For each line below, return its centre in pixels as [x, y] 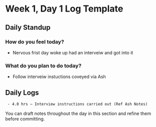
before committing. [25, 118]
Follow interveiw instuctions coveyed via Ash [59, 77]
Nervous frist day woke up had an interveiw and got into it [73, 52]
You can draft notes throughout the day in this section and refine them [78, 113]
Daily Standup [28, 27]
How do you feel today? [35, 42]
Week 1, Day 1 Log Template [64, 9]
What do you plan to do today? [43, 66]
